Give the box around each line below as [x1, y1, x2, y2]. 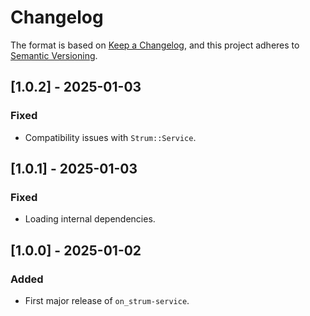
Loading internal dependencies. [24, 213, 156, 225]
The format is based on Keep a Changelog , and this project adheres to [10, 39, 300, 51]
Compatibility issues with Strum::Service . [24, 131, 197, 143]
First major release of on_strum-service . [24, 295, 190, 306]
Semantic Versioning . [10, 49, 98, 61]
